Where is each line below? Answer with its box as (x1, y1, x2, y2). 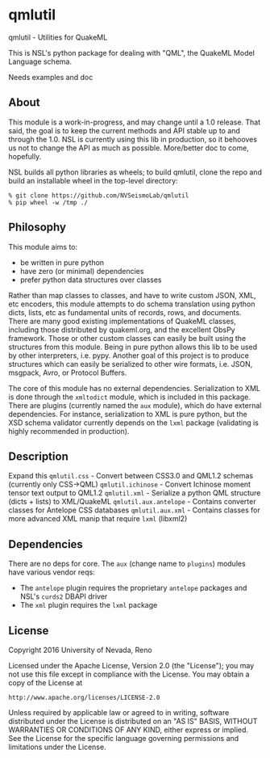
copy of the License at (8, 678, 83, 688)
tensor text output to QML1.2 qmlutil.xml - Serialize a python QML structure (8, 488, 261, 498)
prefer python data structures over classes (19, 275, 162, 284)
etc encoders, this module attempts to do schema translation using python (8, 299, 255, 309)
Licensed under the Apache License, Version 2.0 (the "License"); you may (8, 661, 255, 670)
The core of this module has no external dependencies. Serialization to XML (8, 383, 260, 393)
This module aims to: (8, 242, 78, 251)
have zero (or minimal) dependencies (19, 266, 144, 276)
